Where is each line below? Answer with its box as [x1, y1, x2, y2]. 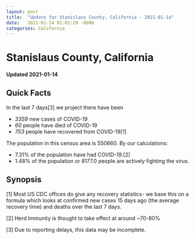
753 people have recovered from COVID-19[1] [14, 128, 127, 135]
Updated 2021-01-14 [6, 71, 58, 78]
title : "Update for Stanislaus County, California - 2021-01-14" [6, 14, 174, 20]
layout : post [6, 8, 39, 15]
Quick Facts [6, 88, 52, 98]
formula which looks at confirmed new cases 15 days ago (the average [6, 197, 180, 204]
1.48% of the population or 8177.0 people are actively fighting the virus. [14, 157, 190, 164]
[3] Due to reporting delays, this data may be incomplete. [6, 226, 146, 233]
